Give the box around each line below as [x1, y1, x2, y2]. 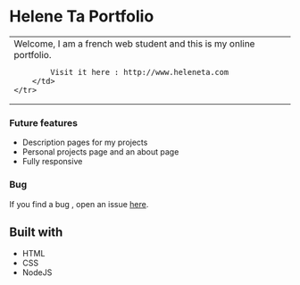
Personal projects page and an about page [21, 147, 179, 157]
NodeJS [21, 267, 53, 278]
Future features [9, 116, 79, 129]
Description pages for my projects [21, 137, 148, 148]
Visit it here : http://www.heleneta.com [50, 67, 229, 77]
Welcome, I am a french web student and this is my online [13, 38, 255, 50]
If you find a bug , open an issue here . [9, 198, 149, 209]
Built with [9, 224, 63, 239]
